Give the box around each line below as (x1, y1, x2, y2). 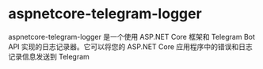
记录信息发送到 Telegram (8, 52, 90, 61)
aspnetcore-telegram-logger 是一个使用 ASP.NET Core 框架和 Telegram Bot (8, 32, 256, 41)
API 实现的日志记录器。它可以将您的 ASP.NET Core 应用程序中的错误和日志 (8, 41, 253, 52)
